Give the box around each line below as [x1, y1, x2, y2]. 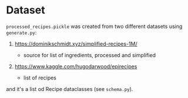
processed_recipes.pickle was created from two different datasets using [6, 23, 183, 30]
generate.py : [6, 29, 37, 36]
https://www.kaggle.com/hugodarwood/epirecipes [14, 62, 137, 70]
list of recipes [23, 74, 57, 81]
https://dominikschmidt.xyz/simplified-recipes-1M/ [14, 40, 137, 47]
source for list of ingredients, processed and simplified [23, 51, 156, 58]
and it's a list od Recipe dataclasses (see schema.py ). [6, 85, 133, 92]
